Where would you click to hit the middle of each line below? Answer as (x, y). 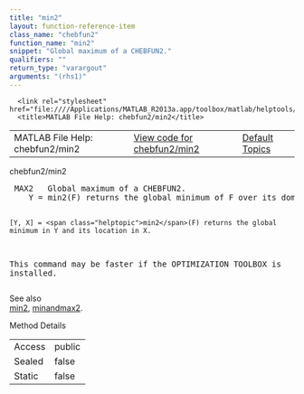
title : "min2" (36, 18)
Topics (256, 148)
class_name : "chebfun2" (54, 34)
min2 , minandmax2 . (46, 307)
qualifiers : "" (38, 60)
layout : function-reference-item (72, 26)
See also (26, 298)
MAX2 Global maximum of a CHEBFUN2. (100, 188)
